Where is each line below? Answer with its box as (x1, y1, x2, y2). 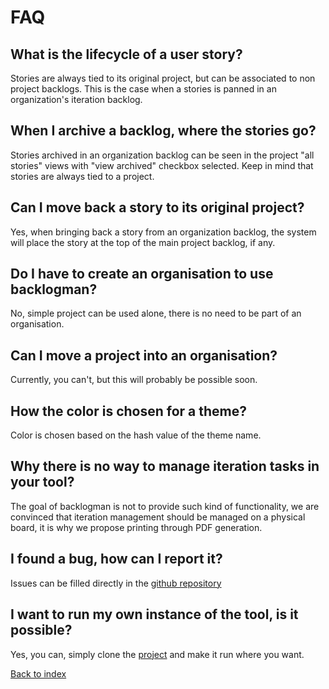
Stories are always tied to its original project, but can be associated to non (10, 72, 316, 84)
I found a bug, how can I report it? (10, 551, 223, 568)
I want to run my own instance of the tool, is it (10, 606, 299, 623)
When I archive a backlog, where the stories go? (10, 122, 317, 140)
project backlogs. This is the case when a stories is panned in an (10, 83, 277, 95)
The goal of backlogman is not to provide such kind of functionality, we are (10, 500, 320, 512)
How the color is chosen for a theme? (10, 402, 248, 420)
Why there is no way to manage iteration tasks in (10, 458, 320, 475)
